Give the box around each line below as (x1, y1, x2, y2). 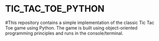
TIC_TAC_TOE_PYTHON (5, 3, 105, 14)
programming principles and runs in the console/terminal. (5, 30, 123, 36)
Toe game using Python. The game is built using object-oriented (5, 24, 137, 30)
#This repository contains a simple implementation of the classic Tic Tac (5, 19, 154, 25)
